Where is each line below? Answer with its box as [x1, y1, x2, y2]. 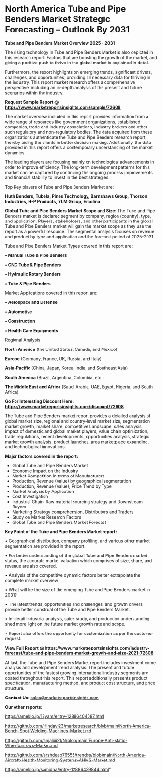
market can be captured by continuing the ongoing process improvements [5, 169, 153, 175]
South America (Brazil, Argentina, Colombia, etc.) [5, 374, 104, 380]
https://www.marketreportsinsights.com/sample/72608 [5, 104, 121, 110]
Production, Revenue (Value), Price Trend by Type [12, 483, 112, 489]
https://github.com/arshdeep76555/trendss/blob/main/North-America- [5, 752, 146, 758]
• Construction [5, 318, 35, 324]
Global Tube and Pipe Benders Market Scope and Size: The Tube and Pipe [5, 207, 156, 214]
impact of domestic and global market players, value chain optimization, [5, 428, 148, 434]
